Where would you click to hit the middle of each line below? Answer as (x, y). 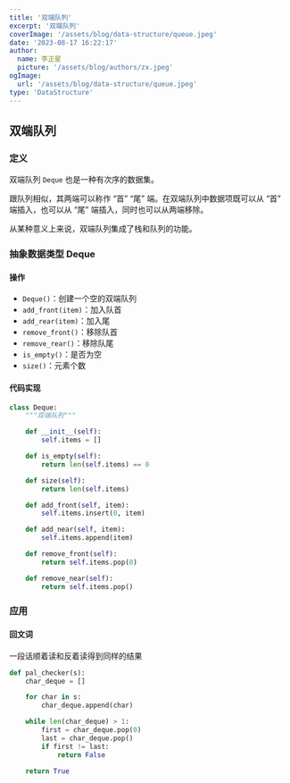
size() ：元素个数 (54, 366)
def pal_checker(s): (48, 673)
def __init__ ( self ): (63, 432)
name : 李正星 (39, 59)
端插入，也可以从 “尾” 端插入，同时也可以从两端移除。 (109, 210)
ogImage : (25, 76)
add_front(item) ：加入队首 (72, 310)
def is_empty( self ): (63, 457)
